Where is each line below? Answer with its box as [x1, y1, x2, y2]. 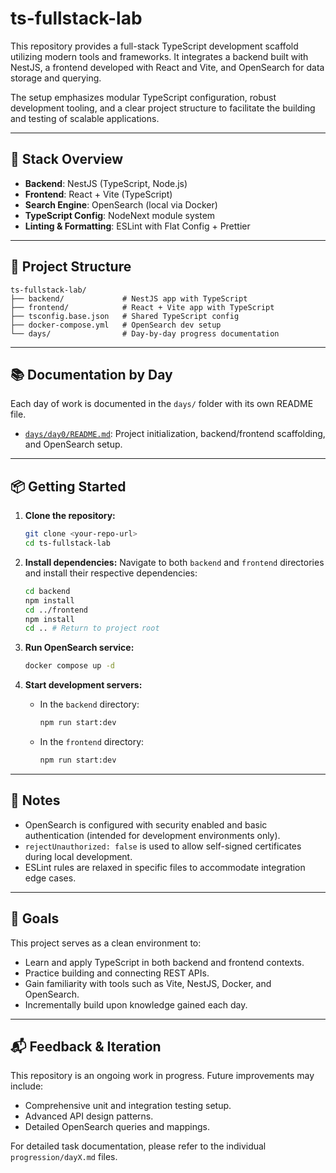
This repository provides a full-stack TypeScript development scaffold [10, 40, 299, 52]
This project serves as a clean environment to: [10, 937, 202, 949]
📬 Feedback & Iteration [10, 1038, 162, 1055]
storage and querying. [10, 72, 102, 84]
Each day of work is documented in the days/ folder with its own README [10, 398, 314, 410]
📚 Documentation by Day [10, 366, 173, 383]
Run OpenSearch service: [24, 642, 135, 654]
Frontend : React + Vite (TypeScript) [24, 188, 173, 200]
